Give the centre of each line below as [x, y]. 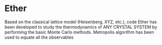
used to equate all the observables [39, 37]
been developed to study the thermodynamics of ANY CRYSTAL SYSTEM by [81, 27]
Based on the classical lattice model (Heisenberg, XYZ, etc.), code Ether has [81, 22]
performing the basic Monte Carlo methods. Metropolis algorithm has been [79, 32]
